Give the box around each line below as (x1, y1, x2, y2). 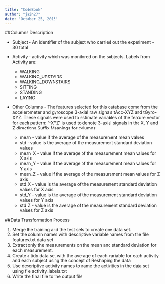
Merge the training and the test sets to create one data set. (12, 227, 132, 232)
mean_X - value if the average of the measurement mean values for (19, 150, 156, 156)
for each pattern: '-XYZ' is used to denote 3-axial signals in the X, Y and (12, 120, 158, 126)
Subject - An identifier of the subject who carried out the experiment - (12, 39, 154, 45)
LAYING (19, 95, 36, 101)
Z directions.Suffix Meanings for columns (12, 125, 96, 131)
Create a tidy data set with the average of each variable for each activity (12, 253, 159, 258)
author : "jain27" (5, 12, 41, 17)
